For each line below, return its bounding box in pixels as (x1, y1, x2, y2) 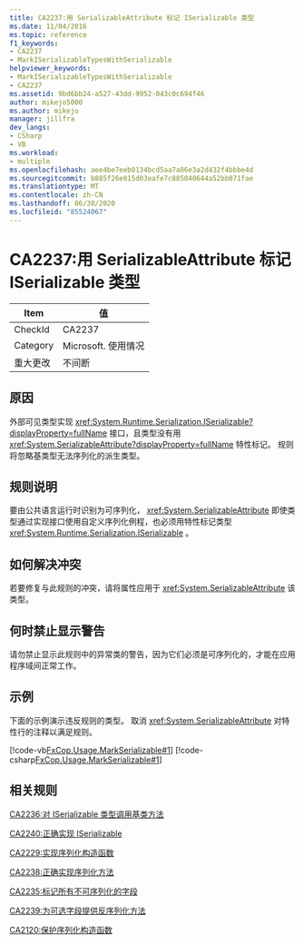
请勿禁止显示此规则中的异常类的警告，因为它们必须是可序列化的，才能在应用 (9, 648, 296, 659)
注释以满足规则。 (33, 726, 97, 737)
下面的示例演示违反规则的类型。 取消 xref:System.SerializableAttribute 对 (9, 714, 282, 726)
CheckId (14, 323, 50, 336)
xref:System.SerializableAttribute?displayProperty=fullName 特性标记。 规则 (9, 438, 294, 449)
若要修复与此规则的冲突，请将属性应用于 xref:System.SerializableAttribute (9, 583, 286, 594)
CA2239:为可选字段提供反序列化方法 (9, 905, 147, 916)
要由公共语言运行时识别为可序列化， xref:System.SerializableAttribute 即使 (9, 505, 288, 516)
